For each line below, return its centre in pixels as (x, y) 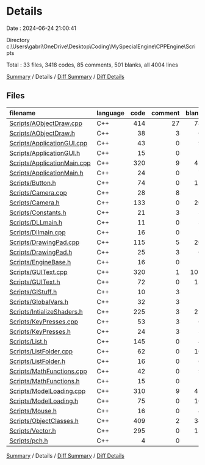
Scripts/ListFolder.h (38, 361)
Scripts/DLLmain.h (36, 222)
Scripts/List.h (28, 341)
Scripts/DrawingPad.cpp (45, 242)
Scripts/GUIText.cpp (39, 272)
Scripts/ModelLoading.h (44, 401)
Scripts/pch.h (29, 441)
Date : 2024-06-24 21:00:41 (41, 28)
